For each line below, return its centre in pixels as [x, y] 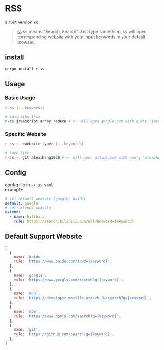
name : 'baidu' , [29, 257]
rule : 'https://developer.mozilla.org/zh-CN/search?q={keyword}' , [83, 298]
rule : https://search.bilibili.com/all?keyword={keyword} [74, 222]
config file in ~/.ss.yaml [29, 185]
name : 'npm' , [27, 311]
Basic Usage [20, 97]
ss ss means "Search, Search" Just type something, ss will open [82, 31]
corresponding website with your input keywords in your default [81, 37]
